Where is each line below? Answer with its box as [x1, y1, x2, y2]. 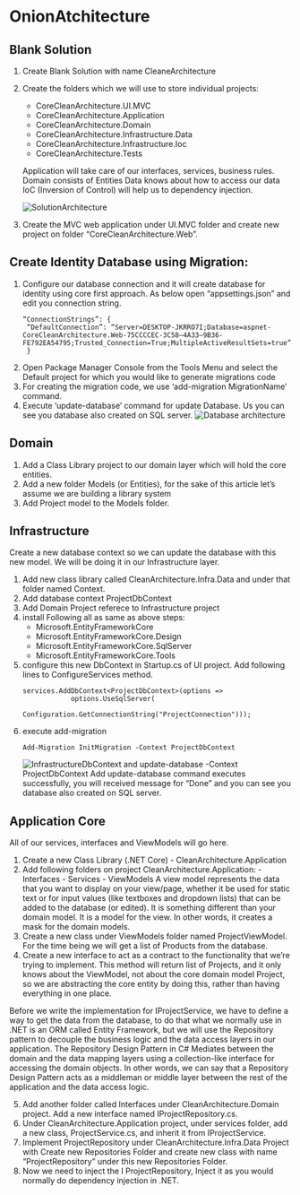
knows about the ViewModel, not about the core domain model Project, [21, 969, 286, 980]
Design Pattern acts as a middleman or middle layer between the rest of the [9, 1072, 288, 1083]
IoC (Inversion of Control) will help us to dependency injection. [21, 185, 253, 195]
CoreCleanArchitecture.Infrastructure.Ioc [35, 139, 187, 149]
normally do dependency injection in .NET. [21, 1175, 179, 1186]
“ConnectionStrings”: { [21, 315, 112, 324]
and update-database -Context [124, 759, 239, 770]
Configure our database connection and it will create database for [21, 278, 266, 289]
